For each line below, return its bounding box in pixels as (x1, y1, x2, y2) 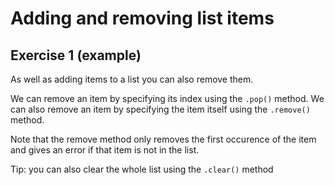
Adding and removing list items (10, 7, 275, 30)
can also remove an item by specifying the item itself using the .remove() (10, 103, 311, 115)
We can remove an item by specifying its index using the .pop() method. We (10, 93, 325, 104)
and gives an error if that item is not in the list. (10, 144, 200, 156)
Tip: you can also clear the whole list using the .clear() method (10, 163, 274, 175)
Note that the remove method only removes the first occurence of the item (10, 133, 317, 145)
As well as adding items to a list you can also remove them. (10, 73, 254, 85)
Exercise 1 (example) (10, 47, 142, 64)
